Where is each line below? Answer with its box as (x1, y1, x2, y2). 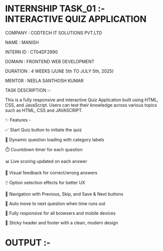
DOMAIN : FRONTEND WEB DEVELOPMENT (5, 58, 95, 64)
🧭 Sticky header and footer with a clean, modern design (5, 219, 118, 225)
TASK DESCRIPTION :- (5, 87, 51, 93)
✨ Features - (5, 117, 31, 123)
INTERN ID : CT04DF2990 (5, 49, 58, 55)
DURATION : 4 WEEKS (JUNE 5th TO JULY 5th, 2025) (5, 68, 114, 74)
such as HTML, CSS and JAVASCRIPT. (5, 107, 83, 113)
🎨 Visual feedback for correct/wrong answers (5, 169, 98, 175)
